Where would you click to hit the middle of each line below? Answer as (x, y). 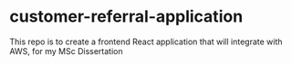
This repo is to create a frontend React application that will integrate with (146, 42)
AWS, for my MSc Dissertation (66, 51)
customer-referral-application (126, 17)
